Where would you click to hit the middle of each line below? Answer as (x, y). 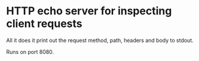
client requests (44, 24)
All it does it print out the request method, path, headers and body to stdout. (100, 40)
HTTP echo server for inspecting (89, 11)
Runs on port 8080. (30, 51)
